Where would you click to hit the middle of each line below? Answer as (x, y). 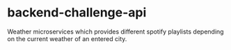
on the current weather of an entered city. (67, 38)
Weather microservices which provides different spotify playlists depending (115, 32)
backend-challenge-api (77, 13)
